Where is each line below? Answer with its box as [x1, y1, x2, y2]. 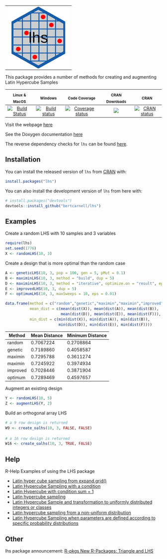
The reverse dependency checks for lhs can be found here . [5, 141, 128, 147]
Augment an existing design [5, 386, 63, 392]
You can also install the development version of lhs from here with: [5, 188, 143, 194]
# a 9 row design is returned [5, 420, 68, 425]
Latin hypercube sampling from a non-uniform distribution [12, 510, 132, 516]
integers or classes [12, 504, 52, 511]
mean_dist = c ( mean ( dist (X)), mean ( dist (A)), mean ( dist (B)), [29, 306, 159, 311]
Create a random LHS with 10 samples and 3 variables [5, 230, 116, 237]
